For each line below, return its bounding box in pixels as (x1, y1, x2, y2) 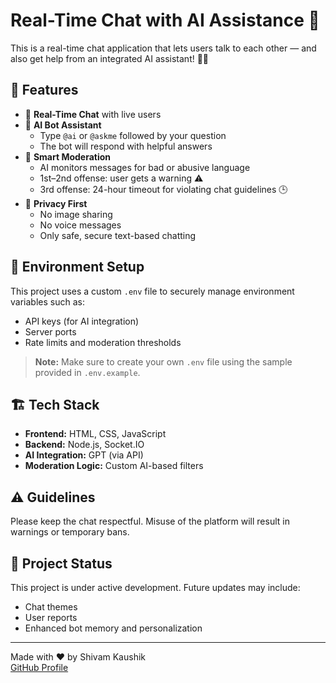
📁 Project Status (10, 555, 113, 572)
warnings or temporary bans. (10, 526, 130, 538)
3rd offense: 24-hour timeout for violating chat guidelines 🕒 (39, 183, 288, 195)
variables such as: (10, 295, 85, 308)
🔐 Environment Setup (10, 259, 145, 276)
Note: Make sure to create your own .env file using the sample (34, 355, 293, 368)
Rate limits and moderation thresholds (24, 336, 182, 348)
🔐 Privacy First (24, 197, 88, 209)
